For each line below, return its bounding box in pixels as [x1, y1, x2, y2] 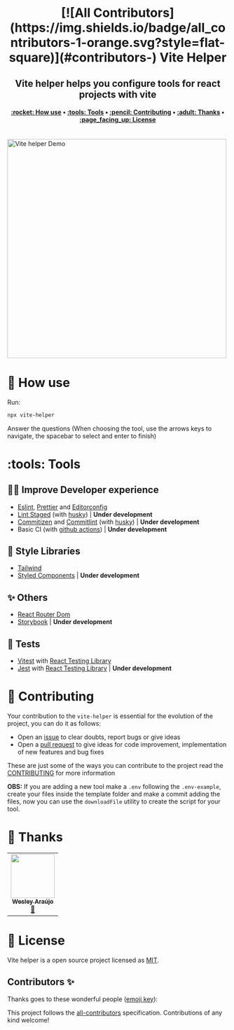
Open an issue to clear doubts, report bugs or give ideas [17, 733, 181, 741]
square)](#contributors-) [8, 50, 157, 66]
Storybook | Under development [17, 618, 113, 626]
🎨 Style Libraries [7, 545, 81, 557]
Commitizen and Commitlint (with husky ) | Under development [17, 517, 200, 526]
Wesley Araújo [11, 897, 54, 905]
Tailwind [17, 564, 42, 572]
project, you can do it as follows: [7, 719, 102, 727]
